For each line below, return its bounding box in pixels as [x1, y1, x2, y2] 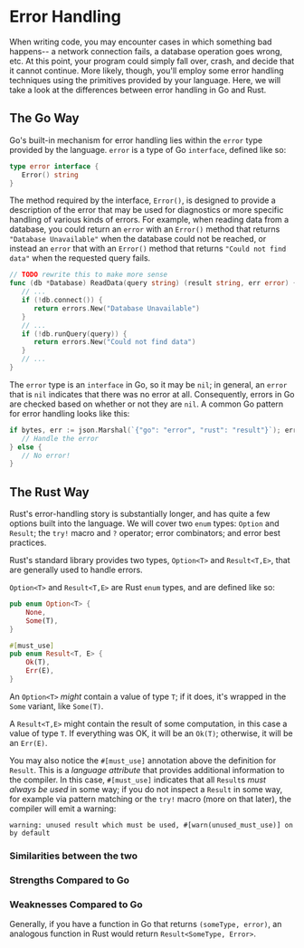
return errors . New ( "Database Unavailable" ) [33, 303, 201, 313]
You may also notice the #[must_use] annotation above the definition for [9, 754, 277, 766]
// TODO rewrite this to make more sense [9, 270, 168, 280]
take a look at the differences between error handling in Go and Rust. [9, 84, 267, 95]
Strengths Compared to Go [9, 874, 129, 886]
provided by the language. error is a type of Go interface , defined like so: [9, 144, 287, 155]
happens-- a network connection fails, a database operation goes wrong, [9, 45, 283, 56]
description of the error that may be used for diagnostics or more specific [9, 205, 284, 215]
